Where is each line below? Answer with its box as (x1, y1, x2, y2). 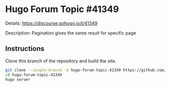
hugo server (5, 77, 30, 82)
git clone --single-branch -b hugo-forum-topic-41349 (5, 67, 121, 72)
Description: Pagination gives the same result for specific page (5, 30, 137, 36)
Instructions (5, 44, 45, 53)
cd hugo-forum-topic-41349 (5, 72, 62, 77)
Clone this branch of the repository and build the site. (5, 58, 116, 64)
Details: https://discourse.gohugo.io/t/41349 (5, 20, 98, 26)
